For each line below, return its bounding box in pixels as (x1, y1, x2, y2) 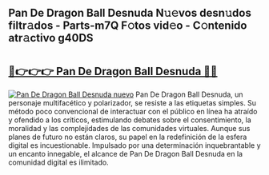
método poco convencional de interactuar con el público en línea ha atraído (8, 107, 258, 116)
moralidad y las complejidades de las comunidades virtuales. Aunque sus (8, 124, 251, 133)
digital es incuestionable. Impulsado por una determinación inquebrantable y (8, 141, 261, 150)
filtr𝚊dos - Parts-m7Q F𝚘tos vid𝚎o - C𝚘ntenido (8, 19, 247, 33)
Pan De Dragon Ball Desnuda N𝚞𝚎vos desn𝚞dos (8, 6, 252, 20)
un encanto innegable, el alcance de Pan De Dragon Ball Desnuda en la (8, 149, 243, 158)
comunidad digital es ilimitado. (8, 157, 110, 167)
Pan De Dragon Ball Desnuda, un (135, 89, 243, 99)
